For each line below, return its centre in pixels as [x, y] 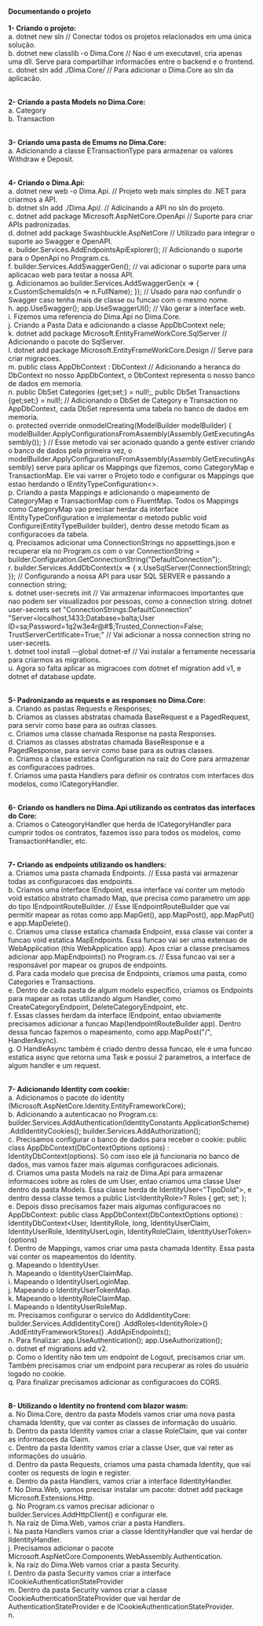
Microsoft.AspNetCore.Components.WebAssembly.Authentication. [115, 1556]
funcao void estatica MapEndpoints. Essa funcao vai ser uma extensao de [128, 940]
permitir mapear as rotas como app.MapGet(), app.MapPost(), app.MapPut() [131, 915]
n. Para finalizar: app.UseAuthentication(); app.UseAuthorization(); [115, 1340]
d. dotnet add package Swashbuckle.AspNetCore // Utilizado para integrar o [131, 233]
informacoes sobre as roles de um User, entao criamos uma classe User [125, 1181]
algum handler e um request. [55, 1065]
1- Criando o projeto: [42, 28]
